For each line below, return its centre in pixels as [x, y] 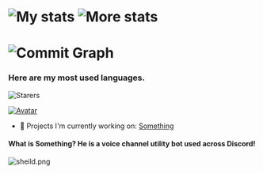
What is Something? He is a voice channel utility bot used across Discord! [132, 144]
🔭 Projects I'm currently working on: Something [97, 126]
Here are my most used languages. [76, 78]
